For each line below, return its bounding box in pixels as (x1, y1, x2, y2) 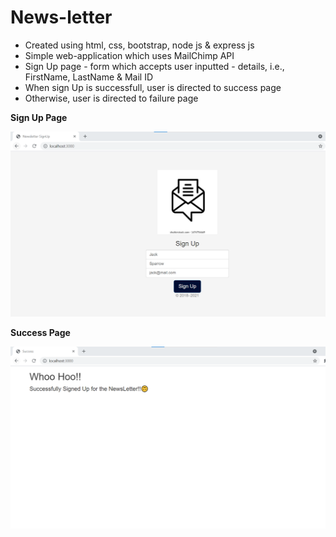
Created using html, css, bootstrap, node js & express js (24, 39, 255, 51)
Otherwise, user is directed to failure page (24, 92, 199, 104)
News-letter (10, 6, 113, 29)
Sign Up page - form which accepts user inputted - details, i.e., (24, 60, 285, 72)
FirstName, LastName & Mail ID (24, 71, 154, 83)
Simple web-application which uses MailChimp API (24, 49, 235, 61)
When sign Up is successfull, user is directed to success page (24, 81, 282, 93)
